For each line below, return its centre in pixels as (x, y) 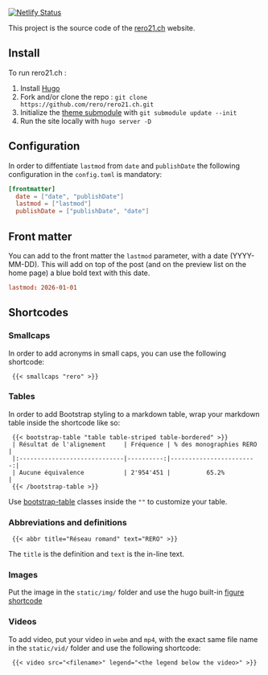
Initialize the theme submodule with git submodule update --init (128, 112)
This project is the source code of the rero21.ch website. (102, 28)
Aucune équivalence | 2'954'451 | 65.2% (122, 472)
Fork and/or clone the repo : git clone (83, 97)
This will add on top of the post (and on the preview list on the (144, 264)
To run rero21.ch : (37, 72)
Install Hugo (40, 88)
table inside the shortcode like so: (64, 422)
